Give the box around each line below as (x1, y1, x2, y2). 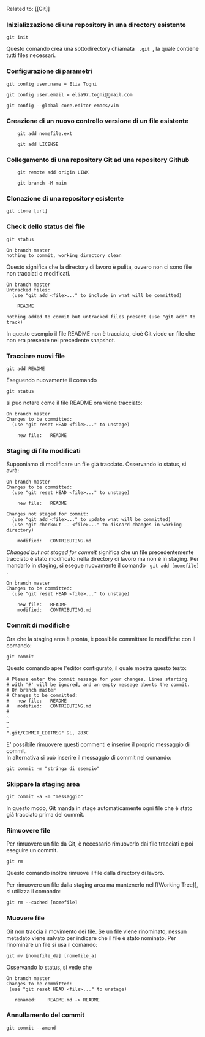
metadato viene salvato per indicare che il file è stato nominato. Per (6, 934, 176, 941)
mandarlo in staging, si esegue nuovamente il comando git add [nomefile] (6, 561, 199, 569)
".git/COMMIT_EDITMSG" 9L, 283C (6, 730, 89, 736)
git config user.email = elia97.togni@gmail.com (6, 91, 133, 98)
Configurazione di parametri (6, 67, 92, 75)
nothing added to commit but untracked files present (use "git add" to (6, 314, 196, 320)
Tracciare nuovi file (6, 352, 65, 360)
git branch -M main (17, 180, 67, 187)
